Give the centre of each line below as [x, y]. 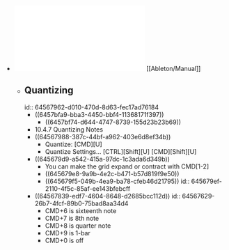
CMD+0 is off [64, 240]
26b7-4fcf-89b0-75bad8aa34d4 [81, 203]
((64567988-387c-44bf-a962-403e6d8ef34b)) [103, 136]
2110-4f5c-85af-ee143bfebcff [88, 188]
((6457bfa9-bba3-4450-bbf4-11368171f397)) [99, 114]
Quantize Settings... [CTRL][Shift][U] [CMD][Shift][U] [121, 151]
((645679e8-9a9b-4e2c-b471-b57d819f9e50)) [112, 173]
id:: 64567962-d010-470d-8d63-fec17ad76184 [92, 107]
